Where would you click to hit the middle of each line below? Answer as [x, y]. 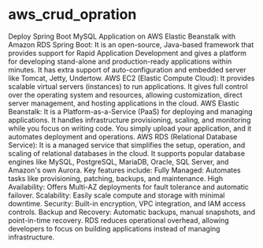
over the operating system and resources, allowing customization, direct [125, 94]
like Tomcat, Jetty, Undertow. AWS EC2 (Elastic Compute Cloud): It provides [131, 78]
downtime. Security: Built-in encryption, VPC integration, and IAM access [127, 203]
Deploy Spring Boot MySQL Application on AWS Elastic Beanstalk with [122, 36]
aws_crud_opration [72, 15]
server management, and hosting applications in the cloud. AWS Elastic [124, 103]
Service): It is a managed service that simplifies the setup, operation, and [127, 145]
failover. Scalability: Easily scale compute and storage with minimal [117, 195]
